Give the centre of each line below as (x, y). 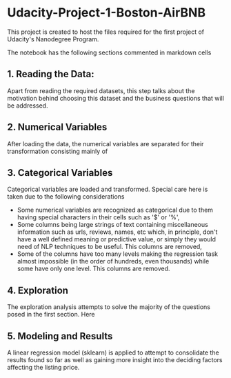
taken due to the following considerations (66, 197)
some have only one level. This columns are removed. (93, 269)
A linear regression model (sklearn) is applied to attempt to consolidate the (113, 352)
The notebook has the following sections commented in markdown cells (109, 52)
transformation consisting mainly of (58, 151)
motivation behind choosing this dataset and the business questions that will (115, 98)
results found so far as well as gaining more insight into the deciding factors (115, 360)
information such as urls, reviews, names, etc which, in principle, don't (117, 232)
